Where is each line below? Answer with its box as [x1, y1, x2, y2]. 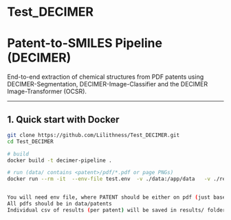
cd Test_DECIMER [7, 138, 54, 145]
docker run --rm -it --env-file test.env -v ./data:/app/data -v [7, 175, 211, 182]
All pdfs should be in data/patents [7, 200, 112, 208]
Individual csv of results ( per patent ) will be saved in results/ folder [7, 206, 226, 213]
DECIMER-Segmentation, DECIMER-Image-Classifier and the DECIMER [7, 80, 208, 88]
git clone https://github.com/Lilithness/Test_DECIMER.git [7, 132, 180, 138]
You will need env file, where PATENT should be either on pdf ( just [7, 194, 211, 201]
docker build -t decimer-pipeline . [7, 157, 112, 164]
